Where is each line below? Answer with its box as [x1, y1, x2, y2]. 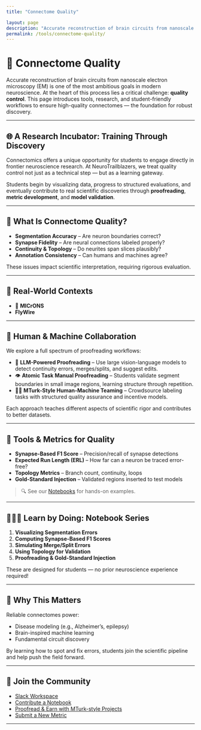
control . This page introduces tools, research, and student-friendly [6, 95, 172, 102]
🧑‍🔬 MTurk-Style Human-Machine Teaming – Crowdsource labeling [14, 387, 182, 394]
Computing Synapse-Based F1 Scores [14, 535, 111, 542]
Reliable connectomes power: [6, 611, 80, 618]
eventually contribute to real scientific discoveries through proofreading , [6, 187, 186, 194]
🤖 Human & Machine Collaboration [6, 331, 136, 342]
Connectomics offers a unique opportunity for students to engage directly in [6, 156, 194, 164]
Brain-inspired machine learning [14, 629, 95, 636]
